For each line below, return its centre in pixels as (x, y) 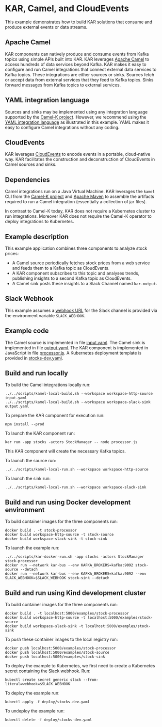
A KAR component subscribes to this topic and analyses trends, (76, 273)
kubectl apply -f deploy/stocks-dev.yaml (48, 702)
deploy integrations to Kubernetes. (40, 222)
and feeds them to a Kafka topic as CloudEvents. (61, 268)
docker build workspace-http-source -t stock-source (59, 535)
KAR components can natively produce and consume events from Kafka (77, 54)
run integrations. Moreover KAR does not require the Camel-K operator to (78, 216)
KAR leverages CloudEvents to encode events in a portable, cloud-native (78, 154)
